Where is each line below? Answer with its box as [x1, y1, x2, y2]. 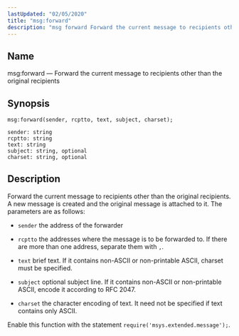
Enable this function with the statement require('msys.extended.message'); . [7, 320, 231, 329]
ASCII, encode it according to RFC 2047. [17, 285, 137, 293]
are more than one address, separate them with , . [17, 242, 164, 250]
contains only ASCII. [17, 306, 78, 315]
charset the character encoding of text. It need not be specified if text [17, 299, 223, 307]
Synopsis [7, 97, 50, 109]
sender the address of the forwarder [17, 220, 123, 229]
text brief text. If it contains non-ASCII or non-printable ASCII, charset [17, 256, 224, 265]
